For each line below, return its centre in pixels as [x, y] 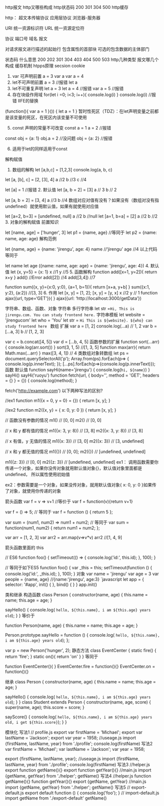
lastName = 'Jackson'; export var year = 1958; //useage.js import [71, 738]
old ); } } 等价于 [20, 615]
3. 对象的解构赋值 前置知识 [32, 222]
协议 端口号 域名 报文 [26, 39]
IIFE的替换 [28, 101]
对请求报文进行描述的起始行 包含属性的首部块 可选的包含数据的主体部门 [77, 49]
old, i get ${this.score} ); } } [36, 722]
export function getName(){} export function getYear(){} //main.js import [78, 770]
